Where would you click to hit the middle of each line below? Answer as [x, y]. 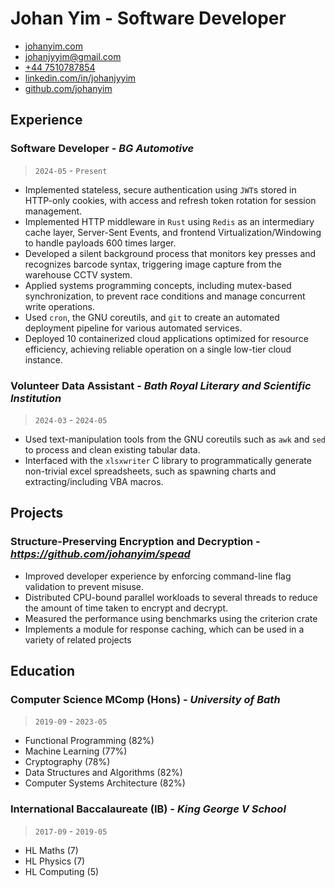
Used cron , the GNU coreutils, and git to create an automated [152, 317]
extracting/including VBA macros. [94, 481]
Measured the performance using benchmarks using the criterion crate [171, 618]
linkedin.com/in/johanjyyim [80, 78]
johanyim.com [53, 46]
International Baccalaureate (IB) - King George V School [148, 809]
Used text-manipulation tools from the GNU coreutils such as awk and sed [175, 439]
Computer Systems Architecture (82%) [105, 783]
